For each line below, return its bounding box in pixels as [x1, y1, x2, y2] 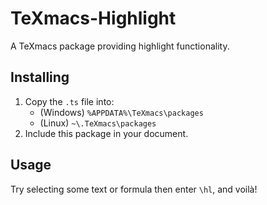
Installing [10, 69, 70, 86]
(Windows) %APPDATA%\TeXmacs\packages [39, 106, 204, 118]
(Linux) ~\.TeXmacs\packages [39, 117, 157, 129]
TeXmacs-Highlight [10, 7, 177, 30]
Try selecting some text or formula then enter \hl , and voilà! [10, 183, 258, 195]
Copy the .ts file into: [24, 95, 115, 107]
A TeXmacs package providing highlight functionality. [10, 40, 230, 52]
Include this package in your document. [24, 127, 189, 139]
